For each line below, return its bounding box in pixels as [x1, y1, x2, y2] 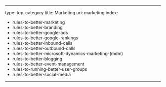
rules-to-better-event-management [12, 61, 85, 67]
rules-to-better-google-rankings [12, 35, 78, 41]
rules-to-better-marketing [12, 19, 65, 25]
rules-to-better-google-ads [12, 30, 68, 35]
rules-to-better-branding [12, 25, 63, 30]
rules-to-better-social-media [12, 72, 71, 77]
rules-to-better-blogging [12, 56, 63, 61]
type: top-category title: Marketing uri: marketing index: [5, 10, 119, 15]
